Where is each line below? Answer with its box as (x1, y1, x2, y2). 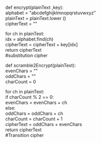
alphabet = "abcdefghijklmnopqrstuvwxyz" (5, 10, 96, 16)
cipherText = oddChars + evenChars (5, 121, 82, 127)
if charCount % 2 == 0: (5, 94, 54, 100)
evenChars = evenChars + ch (5, 99, 68, 106)
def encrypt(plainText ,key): (5, 5, 64, 10)
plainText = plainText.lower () (5, 15, 67, 21)
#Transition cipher (5, 132, 44, 138)
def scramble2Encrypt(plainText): (5, 63, 76, 68)
